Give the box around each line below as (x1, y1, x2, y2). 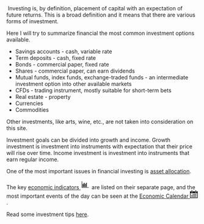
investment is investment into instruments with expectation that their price (6, 143, 192, 150)
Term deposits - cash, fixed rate (15, 54, 97, 62)
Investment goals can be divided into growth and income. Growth (6, 136, 171, 143)
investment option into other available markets (15, 81, 132, 87)
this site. (6, 125, 27, 132)
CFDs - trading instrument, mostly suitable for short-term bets (15, 87, 172, 94)
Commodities (15, 106, 49, 114)
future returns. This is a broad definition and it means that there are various (6, 11, 195, 18)
